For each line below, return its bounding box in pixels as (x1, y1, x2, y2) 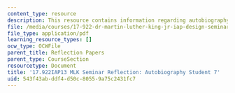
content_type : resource (7, 10, 77, 17)
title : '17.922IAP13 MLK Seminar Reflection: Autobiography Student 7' (7, 69, 220, 76)
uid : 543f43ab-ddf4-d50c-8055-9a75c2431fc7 (7, 75, 136, 83)
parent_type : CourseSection (7, 56, 90, 63)
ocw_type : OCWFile (7, 43, 61, 50)
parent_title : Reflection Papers (7, 50, 105, 57)
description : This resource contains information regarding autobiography (7, 17, 230, 24)
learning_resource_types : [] (7, 36, 92, 43)
